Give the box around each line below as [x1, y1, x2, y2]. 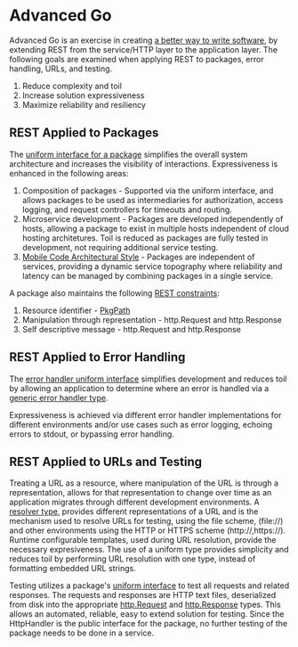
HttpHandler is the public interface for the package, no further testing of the [9, 618, 287, 629]
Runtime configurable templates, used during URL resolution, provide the [9, 535, 277, 545]
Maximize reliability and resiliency [21, 99, 147, 110]
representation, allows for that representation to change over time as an [9, 487, 272, 498]
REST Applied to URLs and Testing [9, 454, 203, 469]
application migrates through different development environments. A [9, 496, 260, 508]
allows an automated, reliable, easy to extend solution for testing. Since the [9, 609, 285, 619]
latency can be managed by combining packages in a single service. [21, 270, 274, 281]
